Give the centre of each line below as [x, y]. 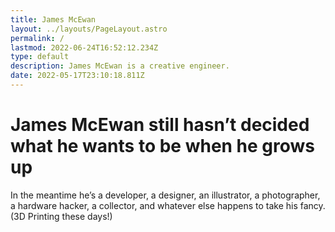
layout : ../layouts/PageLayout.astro [89, 29]
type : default [40, 57]
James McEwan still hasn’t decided [160, 125]
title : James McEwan [53, 19]
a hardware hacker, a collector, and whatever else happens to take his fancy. [168, 205]
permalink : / [37, 38]
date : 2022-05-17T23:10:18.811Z [77, 76]
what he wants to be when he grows [163, 146]
